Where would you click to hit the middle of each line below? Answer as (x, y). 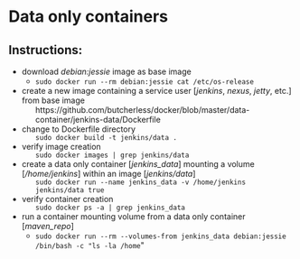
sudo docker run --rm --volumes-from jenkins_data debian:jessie (160, 236)
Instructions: (46, 50)
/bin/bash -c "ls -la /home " (90, 245)
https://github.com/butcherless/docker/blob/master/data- (142, 110)
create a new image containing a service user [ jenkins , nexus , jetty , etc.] (156, 91)
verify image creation (61, 147)
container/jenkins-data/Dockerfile (98, 120)
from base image (53, 100)
